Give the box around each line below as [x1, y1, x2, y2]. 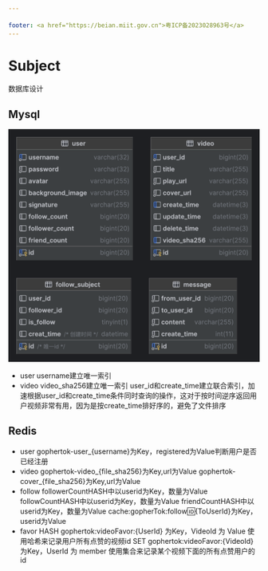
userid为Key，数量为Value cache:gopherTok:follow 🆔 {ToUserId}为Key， [19, 506, 258, 516]
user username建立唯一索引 [19, 371, 112, 380]
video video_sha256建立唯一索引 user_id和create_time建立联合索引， [19, 380, 249, 390]
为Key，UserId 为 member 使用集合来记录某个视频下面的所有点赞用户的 [19, 546, 255, 556]
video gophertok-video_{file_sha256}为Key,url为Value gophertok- [19, 467, 236, 476]
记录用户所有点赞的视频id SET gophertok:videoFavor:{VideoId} [47, 536, 254, 545]
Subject [8, 57, 61, 75]
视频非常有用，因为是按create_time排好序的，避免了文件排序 [26, 400, 227, 410]
